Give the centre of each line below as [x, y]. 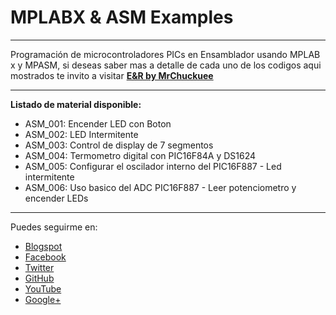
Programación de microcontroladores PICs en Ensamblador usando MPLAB [165, 54]
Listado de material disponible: [76, 104]
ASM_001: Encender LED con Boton [98, 123]
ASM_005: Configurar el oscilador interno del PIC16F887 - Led [153, 166]
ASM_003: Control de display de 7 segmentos [119, 145]
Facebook [45, 257]
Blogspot [43, 246]
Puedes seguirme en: [54, 227]
